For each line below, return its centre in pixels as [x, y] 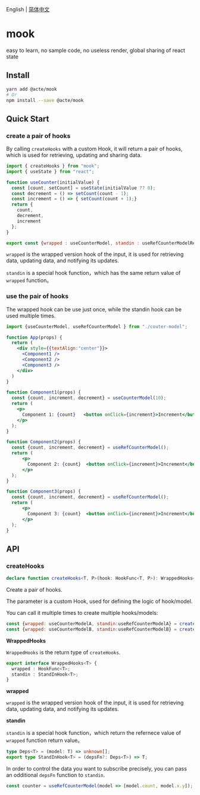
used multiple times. [31, 315]
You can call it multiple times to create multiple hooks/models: [82, 613]
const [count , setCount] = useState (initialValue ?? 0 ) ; [84, 188]
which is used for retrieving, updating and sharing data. [74, 155]
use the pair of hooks [37, 296]
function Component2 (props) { [44, 442]
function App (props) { [34, 337]
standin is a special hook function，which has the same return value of [93, 273]
